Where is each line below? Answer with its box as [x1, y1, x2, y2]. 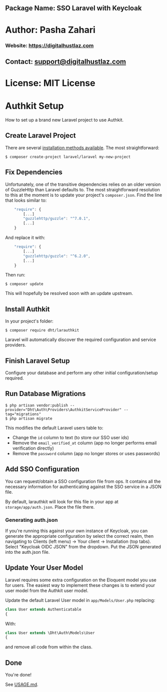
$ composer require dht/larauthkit [5, 328, 79, 333]
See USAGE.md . [5, 681, 38, 687]
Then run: [5, 272, 25, 278]
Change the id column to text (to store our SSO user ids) [12, 434, 129, 440]
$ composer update [5, 281, 43, 287]
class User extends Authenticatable [5, 607, 81, 612]
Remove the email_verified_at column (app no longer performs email [12, 440, 157, 446]
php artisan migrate [9, 416, 52, 421]
